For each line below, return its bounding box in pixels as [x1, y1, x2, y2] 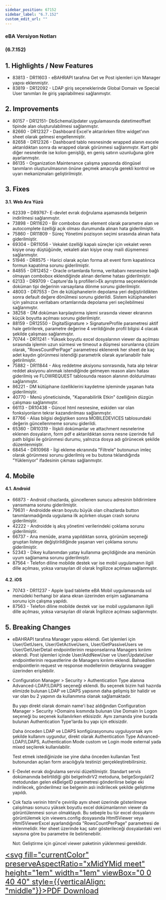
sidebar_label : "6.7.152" [5, 12, 58, 17]
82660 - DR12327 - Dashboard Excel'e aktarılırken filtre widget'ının [12, 128, 150, 134]
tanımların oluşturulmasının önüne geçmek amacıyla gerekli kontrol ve [12, 165, 155, 171]
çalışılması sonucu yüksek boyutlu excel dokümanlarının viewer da [12, 804, 148, 811]
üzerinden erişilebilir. [12, 668, 55, 674]
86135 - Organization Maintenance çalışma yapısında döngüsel [12, 160, 141, 166]
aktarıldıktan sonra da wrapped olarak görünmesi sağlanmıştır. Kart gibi [12, 144, 158, 150]
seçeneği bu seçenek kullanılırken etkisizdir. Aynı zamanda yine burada [12, 714, 158, 720]
